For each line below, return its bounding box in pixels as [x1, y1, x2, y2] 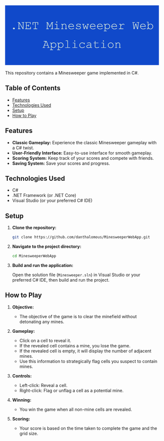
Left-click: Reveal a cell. [19, 382, 68, 388]
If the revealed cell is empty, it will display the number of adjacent [19, 348, 152, 354]
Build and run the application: [12, 263, 74, 268]
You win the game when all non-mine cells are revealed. [19, 406, 132, 412]
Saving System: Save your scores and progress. [12, 160, 110, 166]
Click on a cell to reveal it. [19, 337, 72, 344]
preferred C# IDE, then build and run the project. [12, 277, 110, 283]
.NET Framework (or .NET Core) [12, 192, 77, 198]
